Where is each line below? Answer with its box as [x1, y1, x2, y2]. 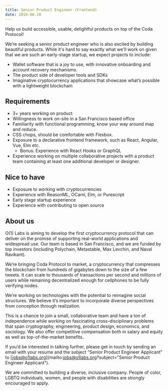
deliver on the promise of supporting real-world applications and [5, 235, 138, 241]
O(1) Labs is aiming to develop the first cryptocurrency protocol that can [5, 230, 154, 236]
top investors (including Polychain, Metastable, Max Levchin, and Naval [5, 246, 152, 252]
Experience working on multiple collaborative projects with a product [12, 153, 154, 159]
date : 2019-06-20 [5, 12, 41, 17]
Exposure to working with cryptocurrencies [12, 186, 101, 192]
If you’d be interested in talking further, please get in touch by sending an [5, 343, 156, 349]
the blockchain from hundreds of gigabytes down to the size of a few [5, 267, 147, 273]
